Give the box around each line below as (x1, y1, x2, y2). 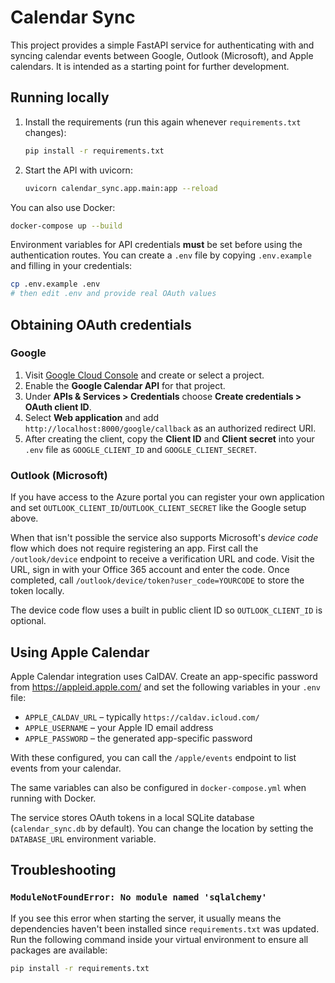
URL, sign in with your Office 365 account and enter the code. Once (10, 564, 290, 576)
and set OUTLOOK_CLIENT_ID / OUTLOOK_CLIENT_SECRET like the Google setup (10, 502, 307, 514)
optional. (10, 615, 47, 627)
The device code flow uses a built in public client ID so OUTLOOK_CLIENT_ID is (10, 604, 323, 616)
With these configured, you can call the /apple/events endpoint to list (10, 751, 297, 763)
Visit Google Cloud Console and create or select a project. (24, 369, 265, 381)
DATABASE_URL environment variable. (10, 832, 157, 845)
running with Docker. (10, 792, 97, 804)
